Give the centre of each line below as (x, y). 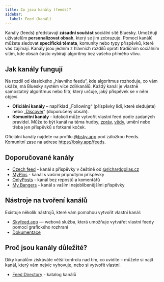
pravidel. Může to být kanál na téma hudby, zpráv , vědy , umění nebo (81, 122)
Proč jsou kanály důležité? (46, 248)
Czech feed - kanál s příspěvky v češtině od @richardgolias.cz (76, 169)
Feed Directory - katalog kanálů (44, 274)
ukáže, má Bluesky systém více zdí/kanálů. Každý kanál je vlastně (72, 86)
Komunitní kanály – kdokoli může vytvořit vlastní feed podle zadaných (83, 117)
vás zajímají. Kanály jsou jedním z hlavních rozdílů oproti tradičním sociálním (82, 48)
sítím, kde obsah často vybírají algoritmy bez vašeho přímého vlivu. (73, 54)
